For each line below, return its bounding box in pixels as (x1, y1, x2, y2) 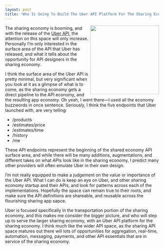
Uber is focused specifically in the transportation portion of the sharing (5, 207, 148, 213)
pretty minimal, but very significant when (5, 76, 87, 82)
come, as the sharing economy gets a (5, 86, 81, 92)
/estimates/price (12, 122, 45, 127)
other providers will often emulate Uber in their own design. (5, 162, 124, 168)
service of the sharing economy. (5, 238, 70, 244)
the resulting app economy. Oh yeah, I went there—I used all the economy (5, 97, 154, 103)
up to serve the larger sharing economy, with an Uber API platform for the (5, 218, 153, 224)
